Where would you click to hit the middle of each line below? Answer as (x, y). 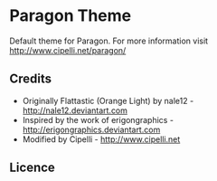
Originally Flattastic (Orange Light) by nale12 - (108, 100)
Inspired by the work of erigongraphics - (98, 119)
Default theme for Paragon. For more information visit (109, 41)
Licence (33, 168)
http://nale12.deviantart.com (75, 110)
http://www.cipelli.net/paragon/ (68, 50)
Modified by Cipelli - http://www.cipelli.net (101, 139)
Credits (31, 79)
